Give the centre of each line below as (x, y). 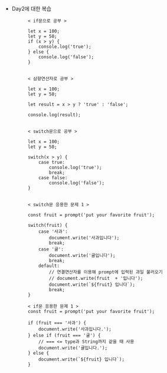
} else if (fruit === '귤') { (64, 335)
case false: (53, 178)
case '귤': (51, 249)
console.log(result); (54, 115)
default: (49, 266)
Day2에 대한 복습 (32, 9)
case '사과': (53, 232)
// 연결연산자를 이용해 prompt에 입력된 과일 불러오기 (106, 272)
